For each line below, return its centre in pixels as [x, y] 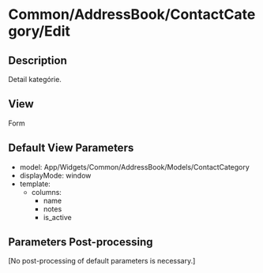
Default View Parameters [71, 148]
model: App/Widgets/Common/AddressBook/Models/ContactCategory [135, 166]
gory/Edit [39, 31]
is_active [58, 217]
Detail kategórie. [35, 79]
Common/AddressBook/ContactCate [132, 15]
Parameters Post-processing [81, 242]
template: [35, 184]
